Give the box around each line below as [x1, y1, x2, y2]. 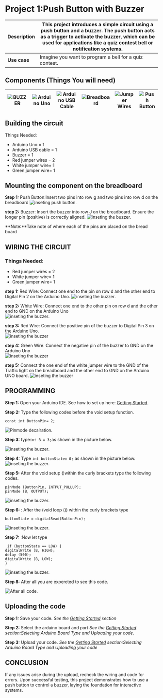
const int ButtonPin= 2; [5, 418, 55, 423]
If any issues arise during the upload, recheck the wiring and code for [5, 671, 145, 678]
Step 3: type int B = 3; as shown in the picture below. [5, 436, 113, 442]
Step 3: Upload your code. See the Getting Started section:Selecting [5, 639, 142, 645]
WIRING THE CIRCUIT [5, 243, 71, 251]
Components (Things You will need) [5, 76, 115, 85]
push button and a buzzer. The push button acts [40, 27, 155, 34]
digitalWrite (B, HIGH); [5, 548, 55, 553]
